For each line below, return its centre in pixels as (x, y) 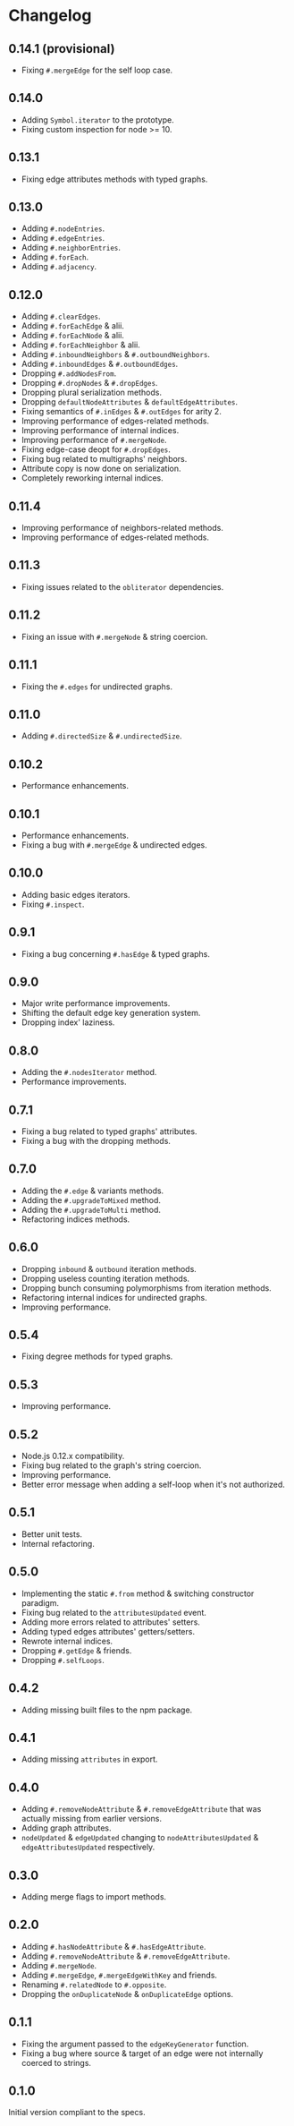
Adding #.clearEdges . (61, 316)
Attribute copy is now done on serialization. (101, 469)
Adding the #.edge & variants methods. (92, 1191)
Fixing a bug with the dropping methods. (96, 1141)
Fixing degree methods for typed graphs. (97, 1356)
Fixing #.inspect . (53, 904)
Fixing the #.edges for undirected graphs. (97, 687)
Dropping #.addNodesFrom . (69, 373)
